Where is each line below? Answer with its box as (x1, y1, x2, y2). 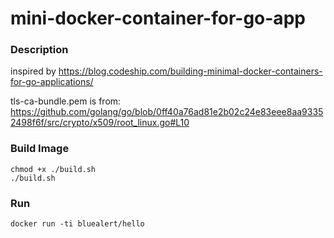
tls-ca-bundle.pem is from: (10, 95, 122, 107)
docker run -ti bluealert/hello (10, 219, 145, 229)
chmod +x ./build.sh (10, 164, 97, 174)
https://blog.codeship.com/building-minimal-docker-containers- (58, 65, 323, 77)
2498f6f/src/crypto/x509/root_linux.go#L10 (10, 117, 190, 129)
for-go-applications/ (10, 76, 94, 88)
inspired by (10, 65, 57, 77)
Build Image (10, 142, 70, 156)
